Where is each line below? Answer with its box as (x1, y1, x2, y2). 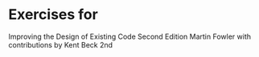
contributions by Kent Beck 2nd (8, 40, 113, 49)
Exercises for (8, 6, 98, 24)
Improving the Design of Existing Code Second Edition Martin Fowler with (8, 32, 252, 41)
